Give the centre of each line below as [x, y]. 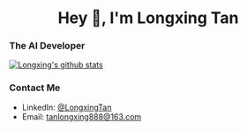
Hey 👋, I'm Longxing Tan [148, 18]
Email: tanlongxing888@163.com [82, 116]
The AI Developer [47, 46]
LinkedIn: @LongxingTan [67, 107]
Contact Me [35, 88]
